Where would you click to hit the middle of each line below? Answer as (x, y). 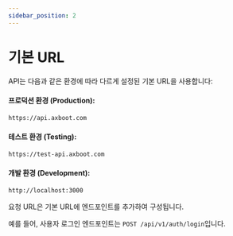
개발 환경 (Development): (49, 173)
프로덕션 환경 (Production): (52, 101)
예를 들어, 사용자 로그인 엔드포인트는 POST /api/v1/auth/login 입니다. (117, 223)
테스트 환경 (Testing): (43, 137)
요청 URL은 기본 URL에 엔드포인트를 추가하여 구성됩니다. (96, 207)
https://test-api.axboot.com (56, 154)
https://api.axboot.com (48, 118)
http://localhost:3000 (46, 190)
